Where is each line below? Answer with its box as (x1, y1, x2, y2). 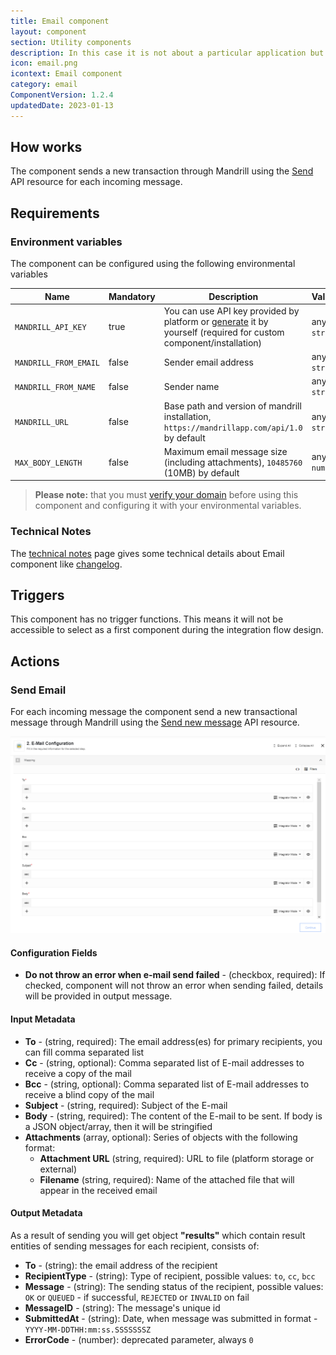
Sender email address (163, 356, 254, 368)
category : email (10, 80, 78, 90)
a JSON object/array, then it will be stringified (24, 1120, 213, 1132)
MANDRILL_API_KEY (14, 323, 87, 333)
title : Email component (10, 16, 110, 26)
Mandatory (108, 290, 156, 302)
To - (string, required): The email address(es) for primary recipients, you (24, 1035, 323, 1047)
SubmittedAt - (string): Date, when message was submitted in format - (24, 1312, 318, 1324)
